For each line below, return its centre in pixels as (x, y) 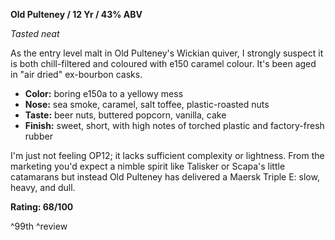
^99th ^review (39, 226)
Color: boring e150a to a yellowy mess (104, 93)
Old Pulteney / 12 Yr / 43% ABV (76, 14)
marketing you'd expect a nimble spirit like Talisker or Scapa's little (148, 166)
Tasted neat (35, 33)
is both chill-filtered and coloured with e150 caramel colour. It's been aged (163, 63)
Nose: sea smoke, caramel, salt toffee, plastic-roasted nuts (147, 104)
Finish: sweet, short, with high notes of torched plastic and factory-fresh (174, 125)
